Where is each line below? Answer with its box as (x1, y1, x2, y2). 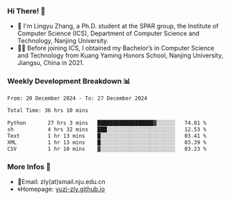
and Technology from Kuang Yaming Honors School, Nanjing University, (17, 51, 224, 60)
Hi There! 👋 (7, 6, 46, 16)
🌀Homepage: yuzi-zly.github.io (17, 185, 106, 193)
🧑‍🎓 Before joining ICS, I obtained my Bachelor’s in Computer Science (17, 44, 215, 53)
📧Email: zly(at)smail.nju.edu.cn (17, 178, 106, 186)
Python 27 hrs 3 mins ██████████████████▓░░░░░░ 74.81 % (7, 120, 207, 127)
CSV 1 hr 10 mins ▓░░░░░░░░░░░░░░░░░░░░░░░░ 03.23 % (7, 145, 207, 152)
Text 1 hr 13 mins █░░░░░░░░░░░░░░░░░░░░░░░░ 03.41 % (7, 133, 207, 140)
